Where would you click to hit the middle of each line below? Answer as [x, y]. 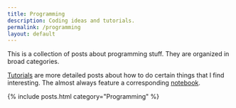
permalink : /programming [44, 27]
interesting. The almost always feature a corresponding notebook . [104, 83]
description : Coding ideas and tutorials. [71, 21]
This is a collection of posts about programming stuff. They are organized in [118, 54]
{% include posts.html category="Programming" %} [84, 97]
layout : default [31, 34]
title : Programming [36, 14]
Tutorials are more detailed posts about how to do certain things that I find [116, 75]
